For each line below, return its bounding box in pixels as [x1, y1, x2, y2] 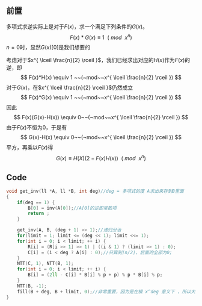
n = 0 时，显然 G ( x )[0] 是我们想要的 [6, 44, 91, 51]
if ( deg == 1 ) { [17, 199, 55, 205]
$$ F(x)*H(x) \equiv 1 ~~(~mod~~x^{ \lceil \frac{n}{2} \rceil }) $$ [20, 74, 182, 81]
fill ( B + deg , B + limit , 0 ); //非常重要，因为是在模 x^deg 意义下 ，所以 [17, 289, 191, 295]
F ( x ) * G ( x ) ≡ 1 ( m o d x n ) [70, 33, 132, 41]
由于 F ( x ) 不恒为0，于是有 [6, 124, 67, 131]
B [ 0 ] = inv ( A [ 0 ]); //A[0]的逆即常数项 [28, 205, 117, 211]
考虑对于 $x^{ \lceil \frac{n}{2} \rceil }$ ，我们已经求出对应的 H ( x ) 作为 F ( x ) [6, 57, 185, 64]
